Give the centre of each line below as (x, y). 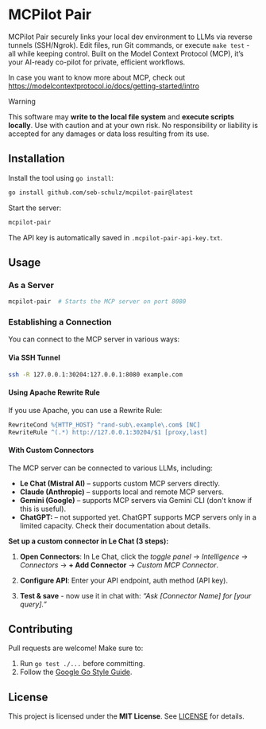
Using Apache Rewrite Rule (54, 392)
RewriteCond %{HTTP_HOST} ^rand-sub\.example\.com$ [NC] (104, 425)
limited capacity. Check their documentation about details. (115, 525)
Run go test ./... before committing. (82, 664)
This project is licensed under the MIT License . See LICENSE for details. (126, 716)
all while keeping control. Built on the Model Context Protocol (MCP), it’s (126, 53)
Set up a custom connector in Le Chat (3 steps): (89, 541)
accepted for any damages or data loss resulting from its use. (109, 134)
